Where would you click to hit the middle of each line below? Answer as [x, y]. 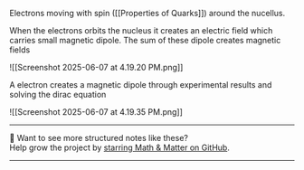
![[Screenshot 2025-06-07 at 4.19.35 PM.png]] [96, 112]
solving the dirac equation [58, 94]
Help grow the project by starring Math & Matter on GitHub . [120, 147]
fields [20, 50]
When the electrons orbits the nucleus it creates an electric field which [141, 30]
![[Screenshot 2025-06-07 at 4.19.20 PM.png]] [96, 67]
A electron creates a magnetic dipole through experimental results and [141, 85]
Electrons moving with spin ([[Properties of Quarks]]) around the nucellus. [147, 13]
